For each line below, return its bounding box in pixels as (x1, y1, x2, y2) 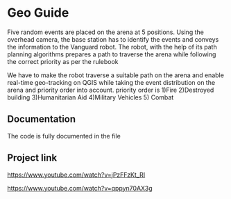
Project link (7, 152, 58, 164)
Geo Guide (7, 5, 69, 21)
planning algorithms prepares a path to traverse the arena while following (7, 50, 216, 58)
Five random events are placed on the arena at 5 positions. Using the (7, 28, 205, 36)
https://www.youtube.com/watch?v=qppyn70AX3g (7, 184, 153, 192)
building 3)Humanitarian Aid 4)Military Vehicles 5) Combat (7, 93, 174, 102)
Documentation (7, 113, 76, 125)
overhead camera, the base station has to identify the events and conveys (7, 35, 219, 43)
